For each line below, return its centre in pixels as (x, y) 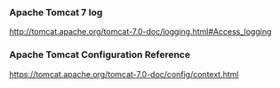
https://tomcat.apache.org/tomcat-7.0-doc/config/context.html (124, 74)
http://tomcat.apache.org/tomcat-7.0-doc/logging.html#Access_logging (140, 32)
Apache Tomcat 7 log (56, 12)
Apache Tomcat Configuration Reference (100, 55)
